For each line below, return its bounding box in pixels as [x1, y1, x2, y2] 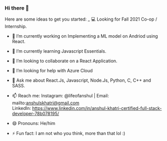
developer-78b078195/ [12, 110, 60, 117]
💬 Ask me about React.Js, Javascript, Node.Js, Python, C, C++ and [12, 77, 151, 83]
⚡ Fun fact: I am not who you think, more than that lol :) [12, 130, 126, 136]
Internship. [5, 24, 27, 30]
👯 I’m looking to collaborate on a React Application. [12, 58, 117, 64]
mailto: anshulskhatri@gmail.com [12, 100, 80, 106]
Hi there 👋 [5, 5, 30, 12]
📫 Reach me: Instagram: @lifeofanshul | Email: [12, 93, 109, 99]
